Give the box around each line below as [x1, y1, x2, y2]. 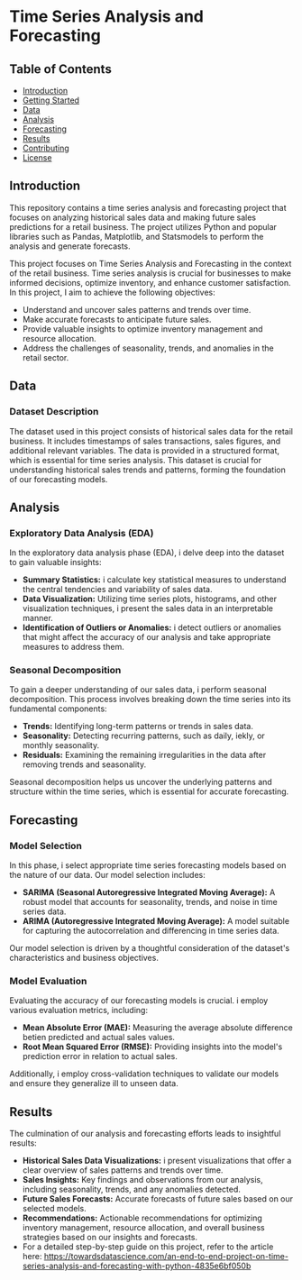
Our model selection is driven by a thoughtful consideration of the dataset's [9, 943, 290, 954]
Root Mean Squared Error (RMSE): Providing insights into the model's [22, 1041, 283, 1052]
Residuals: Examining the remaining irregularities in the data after [22, 750, 267, 761]
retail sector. [22, 352, 69, 362]
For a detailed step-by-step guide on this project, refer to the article [22, 1241, 274, 1252]
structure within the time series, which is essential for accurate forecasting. [9, 786, 289, 797]
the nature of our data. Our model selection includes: [9, 870, 206, 881]
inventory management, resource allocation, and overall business [22, 1222, 265, 1233]
